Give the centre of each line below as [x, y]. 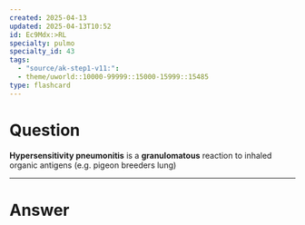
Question [44, 130]
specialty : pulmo [42, 43]
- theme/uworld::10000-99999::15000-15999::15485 [113, 77]
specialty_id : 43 [42, 52]
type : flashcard [40, 85]
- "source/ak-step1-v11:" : [69, 69]
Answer [39, 210]
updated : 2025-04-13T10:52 [60, 26]
